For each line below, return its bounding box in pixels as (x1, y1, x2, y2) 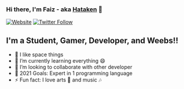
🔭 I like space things (14, 51, 63, 58)
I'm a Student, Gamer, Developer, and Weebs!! (6, 35, 179, 46)
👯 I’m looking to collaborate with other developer (14, 64, 133, 71)
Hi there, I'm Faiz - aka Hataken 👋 (6, 5, 103, 13)
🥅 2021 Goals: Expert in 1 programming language (14, 70, 133, 77)
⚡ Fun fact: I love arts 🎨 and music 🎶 (14, 76, 102, 84)
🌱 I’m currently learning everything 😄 (14, 57, 106, 64)
